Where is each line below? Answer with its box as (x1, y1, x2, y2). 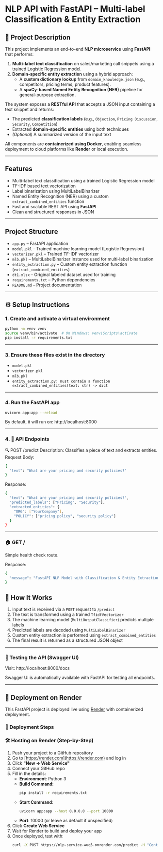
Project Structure (5, 228, 58, 236)
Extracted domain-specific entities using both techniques (12, 126, 129, 132)
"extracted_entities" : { (9, 504, 60, 509)
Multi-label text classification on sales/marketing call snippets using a (12, 61, 154, 66)
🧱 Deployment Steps (5, 724, 54, 731)
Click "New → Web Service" (12, 760, 70, 766)
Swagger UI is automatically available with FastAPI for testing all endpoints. (5, 674, 155, 681)
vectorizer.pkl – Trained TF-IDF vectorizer (12, 251, 99, 257)
